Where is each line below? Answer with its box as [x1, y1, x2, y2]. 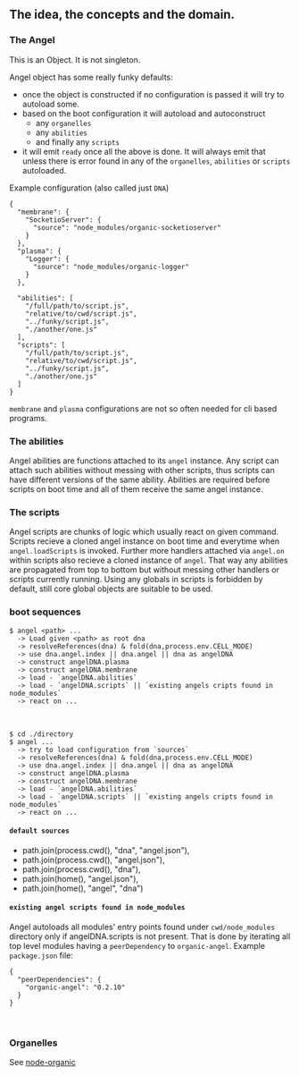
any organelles [35, 117, 92, 128]
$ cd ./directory [9, 729, 74, 739]
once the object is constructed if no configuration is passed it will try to [21, 89, 285, 99]
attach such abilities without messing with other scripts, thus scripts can [9, 464, 275, 475]
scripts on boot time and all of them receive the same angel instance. [9, 483, 263, 495]
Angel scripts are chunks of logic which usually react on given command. [9, 527, 279, 538]
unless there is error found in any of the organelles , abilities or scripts [21, 156, 291, 166]
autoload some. [21, 98, 80, 109]
